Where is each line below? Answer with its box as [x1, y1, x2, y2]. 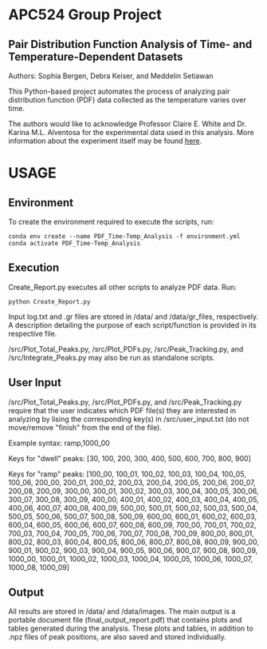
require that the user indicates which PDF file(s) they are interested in [8, 405, 237, 415]
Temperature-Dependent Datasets [8, 50, 183, 63]
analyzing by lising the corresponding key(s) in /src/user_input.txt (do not [8, 414, 249, 424]
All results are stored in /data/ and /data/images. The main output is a [8, 607, 236, 616]
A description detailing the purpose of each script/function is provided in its [8, 320, 257, 329]
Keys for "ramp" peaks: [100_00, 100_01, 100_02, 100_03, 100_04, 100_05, [8, 469, 247, 479]
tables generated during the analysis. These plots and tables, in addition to [8, 623, 253, 633]
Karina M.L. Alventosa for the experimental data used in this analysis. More [8, 128, 254, 137]
